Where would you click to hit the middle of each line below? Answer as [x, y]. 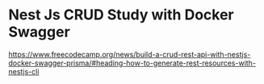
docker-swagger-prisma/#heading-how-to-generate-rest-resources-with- [132, 63]
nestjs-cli [24, 71]
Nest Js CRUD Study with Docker [121, 15]
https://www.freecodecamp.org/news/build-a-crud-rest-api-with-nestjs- [130, 54]
